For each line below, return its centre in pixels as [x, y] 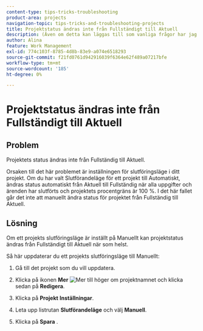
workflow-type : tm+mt [34, 63]
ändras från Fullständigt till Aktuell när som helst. [67, 244]
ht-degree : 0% [24, 74]
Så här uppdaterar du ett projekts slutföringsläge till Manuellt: [83, 256]
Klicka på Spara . [36, 322]
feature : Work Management [39, 46]
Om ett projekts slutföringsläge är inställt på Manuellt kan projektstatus [95, 238]
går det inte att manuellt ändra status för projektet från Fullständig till [92, 198]
